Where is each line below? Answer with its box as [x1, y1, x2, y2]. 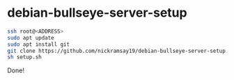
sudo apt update [7, 34, 54, 41]
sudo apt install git [7, 40, 70, 48]
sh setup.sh [7, 54, 42, 61]
